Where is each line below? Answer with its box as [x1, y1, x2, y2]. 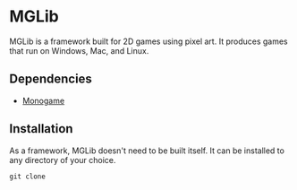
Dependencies [9, 72, 92, 87]
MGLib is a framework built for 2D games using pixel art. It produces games [9, 36, 288, 47]
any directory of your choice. [9, 154, 116, 165]
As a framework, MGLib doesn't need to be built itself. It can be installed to [9, 145, 284, 156]
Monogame [21, 95, 65, 106]
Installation [9, 121, 73, 136]
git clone [9, 172, 47, 181]
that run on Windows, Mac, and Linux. [9, 45, 149, 56]
